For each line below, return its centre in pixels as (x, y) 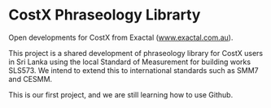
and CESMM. (31, 79)
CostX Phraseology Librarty (105, 15)
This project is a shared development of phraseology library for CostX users (135, 53)
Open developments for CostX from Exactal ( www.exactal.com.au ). (121, 37)
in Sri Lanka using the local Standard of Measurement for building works (129, 62)
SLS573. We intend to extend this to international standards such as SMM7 (133, 70)
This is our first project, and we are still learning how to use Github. (121, 94)
